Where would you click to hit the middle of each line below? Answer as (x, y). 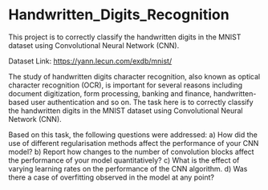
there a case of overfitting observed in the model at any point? (112, 177)
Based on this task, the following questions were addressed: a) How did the (133, 135)
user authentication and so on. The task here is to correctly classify (142, 102)
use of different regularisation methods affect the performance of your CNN (134, 143)
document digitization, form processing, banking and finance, (110, 93)
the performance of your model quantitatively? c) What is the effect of (124, 160)
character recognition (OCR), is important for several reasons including (126, 85)
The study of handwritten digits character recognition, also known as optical (134, 76)
